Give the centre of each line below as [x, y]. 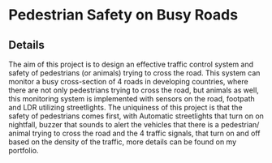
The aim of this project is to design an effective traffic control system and [131, 64]
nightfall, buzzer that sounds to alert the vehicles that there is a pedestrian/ [134, 124]
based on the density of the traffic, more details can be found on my [123, 142]
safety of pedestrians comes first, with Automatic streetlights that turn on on [136, 116]
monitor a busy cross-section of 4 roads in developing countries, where [129, 81]
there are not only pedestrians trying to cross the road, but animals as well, [134, 90]
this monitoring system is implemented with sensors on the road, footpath [132, 99]
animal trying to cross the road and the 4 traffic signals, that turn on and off [134, 133]
